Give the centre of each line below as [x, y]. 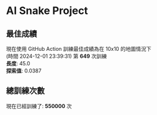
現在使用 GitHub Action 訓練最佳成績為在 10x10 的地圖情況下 [79, 49]
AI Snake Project [47, 11]
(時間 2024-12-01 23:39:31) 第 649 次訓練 [57, 56]
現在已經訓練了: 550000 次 [39, 106]
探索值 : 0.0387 [24, 71]
